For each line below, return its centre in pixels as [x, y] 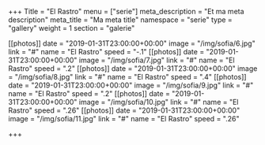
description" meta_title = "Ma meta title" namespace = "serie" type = [121, 20]
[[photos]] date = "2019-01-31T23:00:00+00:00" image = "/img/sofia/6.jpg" [132, 43]
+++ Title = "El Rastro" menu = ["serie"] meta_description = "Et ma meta [126, 11]
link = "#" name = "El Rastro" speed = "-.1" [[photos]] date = [106, 52]
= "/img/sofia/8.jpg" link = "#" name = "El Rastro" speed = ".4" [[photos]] [127, 77]
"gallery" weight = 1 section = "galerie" [72, 28]
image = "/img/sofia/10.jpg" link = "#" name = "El [159, 102]
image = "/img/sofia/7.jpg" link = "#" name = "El [157, 60]
